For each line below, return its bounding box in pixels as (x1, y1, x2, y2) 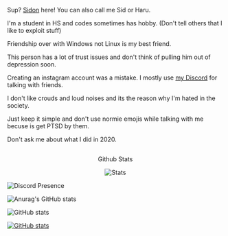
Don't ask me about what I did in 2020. (7, 135, 117, 143)
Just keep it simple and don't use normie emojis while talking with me (7, 115, 204, 123)
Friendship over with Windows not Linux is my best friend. (7, 40, 172, 47)
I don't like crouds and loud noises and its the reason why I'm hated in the (7, 94, 216, 102)
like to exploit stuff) (7, 27, 62, 34)
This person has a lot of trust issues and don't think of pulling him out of (7, 53, 211, 61)
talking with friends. (7, 81, 63, 88)
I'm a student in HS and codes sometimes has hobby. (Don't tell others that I (7, 19, 223, 27)
